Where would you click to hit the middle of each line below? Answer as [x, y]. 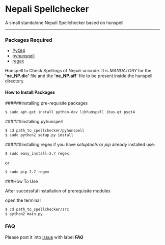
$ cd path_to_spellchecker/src [37, 209]
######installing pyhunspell [34, 122]
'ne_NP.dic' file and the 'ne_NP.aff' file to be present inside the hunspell [79, 76]
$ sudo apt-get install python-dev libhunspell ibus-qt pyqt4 [70, 112]
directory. [15, 81]
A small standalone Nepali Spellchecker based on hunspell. [65, 23]
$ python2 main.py [24, 214]
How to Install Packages [30, 92]
